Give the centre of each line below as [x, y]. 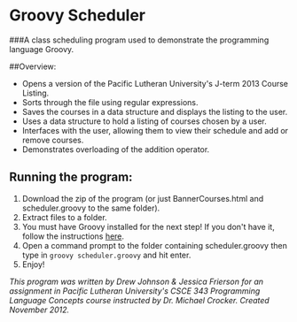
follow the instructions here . [73, 236]
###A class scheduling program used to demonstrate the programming [139, 40]
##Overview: [33, 66]
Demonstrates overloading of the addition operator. [116, 149]
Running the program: [71, 177]
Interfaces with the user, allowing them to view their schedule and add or [155, 130]
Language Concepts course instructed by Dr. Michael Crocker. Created [140, 300]
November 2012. [39, 310]
